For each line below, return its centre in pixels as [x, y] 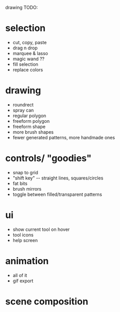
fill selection [25, 64]
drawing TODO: [22, 7]
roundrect [23, 104]
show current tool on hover [41, 229]
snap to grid [25, 172]
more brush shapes [33, 132]
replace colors [28, 69]
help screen [25, 240]
